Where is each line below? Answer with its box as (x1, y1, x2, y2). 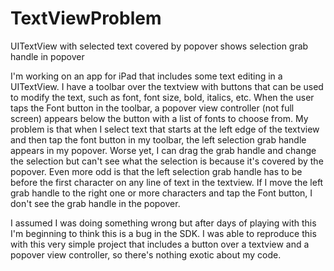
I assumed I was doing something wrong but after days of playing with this (10, 217, 317, 229)
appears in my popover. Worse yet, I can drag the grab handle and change (10, 144, 317, 156)
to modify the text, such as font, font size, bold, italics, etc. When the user (10, 91, 315, 103)
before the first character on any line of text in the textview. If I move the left (10, 176, 324, 188)
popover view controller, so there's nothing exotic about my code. (10, 248, 282, 261)
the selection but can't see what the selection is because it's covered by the (10, 155, 324, 167)
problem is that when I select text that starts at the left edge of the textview (10, 123, 320, 135)
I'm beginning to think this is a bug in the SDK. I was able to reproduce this (10, 227, 317, 239)
